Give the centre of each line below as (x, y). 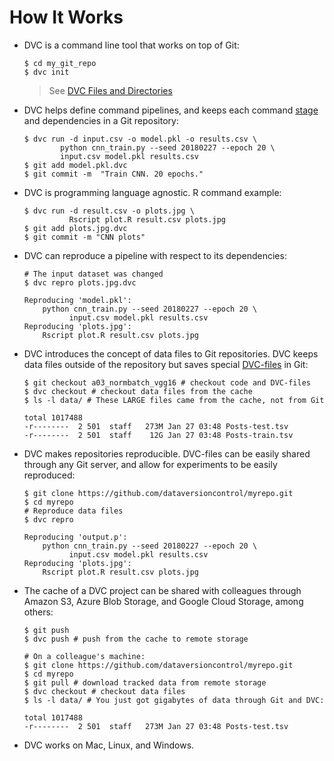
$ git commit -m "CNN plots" (84, 237)
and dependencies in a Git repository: (101, 120)
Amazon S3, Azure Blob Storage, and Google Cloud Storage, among (163, 601)
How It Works (66, 17)
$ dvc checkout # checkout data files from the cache (138, 391)
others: (38, 612)
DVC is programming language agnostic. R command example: (152, 192)
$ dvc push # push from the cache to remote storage (136, 639)
